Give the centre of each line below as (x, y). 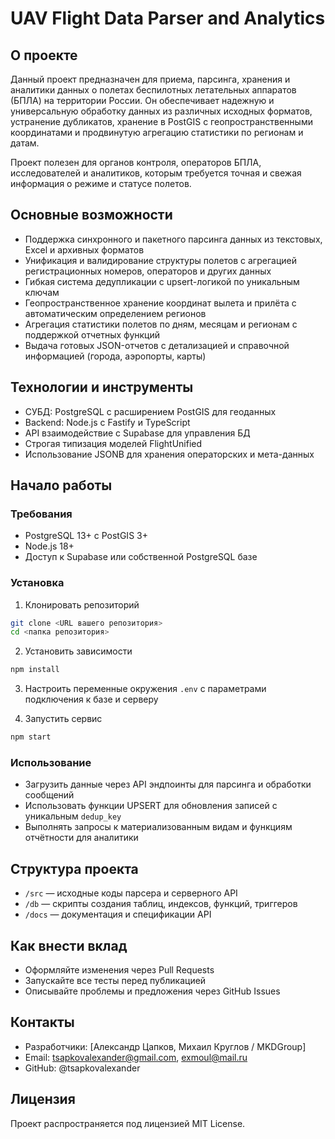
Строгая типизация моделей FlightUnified (113, 443)
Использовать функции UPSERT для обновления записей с (151, 806)
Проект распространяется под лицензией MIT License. (128, 1123)
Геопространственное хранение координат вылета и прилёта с (160, 303)
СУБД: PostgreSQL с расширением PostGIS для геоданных (150, 411)
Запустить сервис (63, 719)
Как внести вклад (69, 945)
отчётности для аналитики (81, 838)
